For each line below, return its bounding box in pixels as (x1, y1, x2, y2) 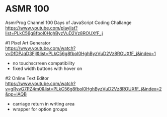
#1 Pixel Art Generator (5, 39, 51, 45)
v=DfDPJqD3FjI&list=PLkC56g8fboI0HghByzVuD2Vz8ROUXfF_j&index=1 (5, 50, 156, 56)
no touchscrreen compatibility (12, 60, 75, 66)
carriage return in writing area (12, 100, 75, 106)
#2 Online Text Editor (5, 75, 49, 81)
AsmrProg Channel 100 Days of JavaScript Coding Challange (5, 19, 132, 25)
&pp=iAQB (5, 91, 27, 97)
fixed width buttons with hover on (12, 65, 82, 71)
